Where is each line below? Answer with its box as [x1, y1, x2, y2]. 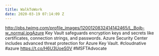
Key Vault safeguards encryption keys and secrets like [45, 30, 154, 36]
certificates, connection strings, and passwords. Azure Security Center [5, 35, 148, 41]
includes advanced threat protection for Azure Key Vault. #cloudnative [5, 40, 146, 46]
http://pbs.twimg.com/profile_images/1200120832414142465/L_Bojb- [5, 25, 145, 30]
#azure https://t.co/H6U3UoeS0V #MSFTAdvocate [5, 45, 107, 51]
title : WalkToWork [5, 7, 42, 12]
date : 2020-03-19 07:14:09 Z [5, 12, 64, 16]
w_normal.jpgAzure [5, 30, 44, 36]
